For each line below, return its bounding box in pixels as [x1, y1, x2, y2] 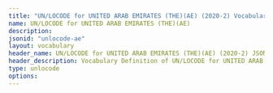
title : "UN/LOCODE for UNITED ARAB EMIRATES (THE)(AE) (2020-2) [8, 11, 231, 20]
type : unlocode [8, 65, 60, 73]
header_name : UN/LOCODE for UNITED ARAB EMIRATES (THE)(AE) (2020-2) [8, 49, 249, 57]
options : [8, 72, 38, 80]
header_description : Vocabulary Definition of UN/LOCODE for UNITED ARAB [8, 57, 264, 66]
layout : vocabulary [8, 42, 75, 50]
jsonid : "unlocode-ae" [8, 34, 85, 43]
